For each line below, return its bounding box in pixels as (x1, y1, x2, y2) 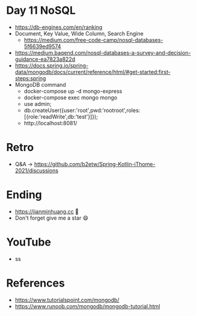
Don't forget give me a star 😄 (14, 214, 89, 222)
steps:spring (14, 75, 46, 82)
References (6, 276, 65, 290)
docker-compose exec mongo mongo (23, 94, 118, 101)
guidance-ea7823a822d (14, 55, 76, 63)
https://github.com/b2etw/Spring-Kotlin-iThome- (34, 160, 156, 167)
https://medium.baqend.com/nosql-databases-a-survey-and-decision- (14, 49, 191, 56)
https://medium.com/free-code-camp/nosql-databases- (23, 36, 163, 43)
